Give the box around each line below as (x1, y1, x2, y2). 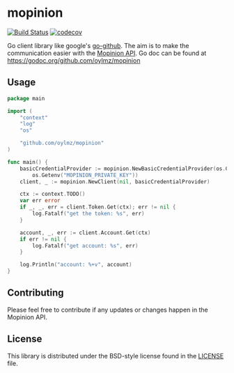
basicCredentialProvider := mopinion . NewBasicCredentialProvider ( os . (19, 165, 226, 172)
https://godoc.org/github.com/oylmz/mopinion (7, 56, 141, 64)
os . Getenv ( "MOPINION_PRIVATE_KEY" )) (32, 172, 139, 178)
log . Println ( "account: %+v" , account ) (19, 261, 132, 268)
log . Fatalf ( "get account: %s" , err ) (32, 242, 139, 249)
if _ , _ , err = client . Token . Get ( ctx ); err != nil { (19, 204, 176, 211)
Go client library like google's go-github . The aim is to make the (7, 41, 189, 50)
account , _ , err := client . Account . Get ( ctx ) (19, 229, 151, 236)
